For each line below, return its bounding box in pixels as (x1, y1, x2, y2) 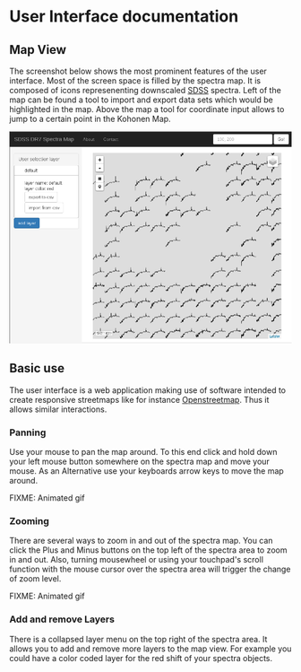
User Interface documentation (9, 6, 239, 27)
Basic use (9, 361, 65, 376)
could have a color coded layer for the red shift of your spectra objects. (9, 652, 273, 663)
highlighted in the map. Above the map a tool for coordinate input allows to (9, 104, 285, 114)
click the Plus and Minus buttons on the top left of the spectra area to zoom (9, 545, 288, 555)
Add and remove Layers (9, 613, 115, 625)
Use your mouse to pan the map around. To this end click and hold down (9, 446, 278, 457)
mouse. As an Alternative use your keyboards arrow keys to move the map (9, 465, 284, 476)
